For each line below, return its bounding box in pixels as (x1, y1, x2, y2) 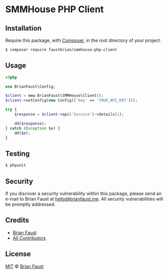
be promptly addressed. (5, 201, 56, 207)
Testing (5, 149, 30, 158)
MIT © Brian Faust (5, 263, 44, 269)
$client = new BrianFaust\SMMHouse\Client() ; (5, 93, 103, 98)
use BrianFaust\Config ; (5, 84, 56, 89)
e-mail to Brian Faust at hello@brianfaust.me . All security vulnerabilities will (5, 196, 163, 202)
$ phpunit (5, 163, 26, 168)
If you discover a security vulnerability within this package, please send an (5, 190, 162, 197)
